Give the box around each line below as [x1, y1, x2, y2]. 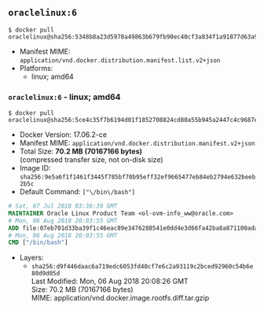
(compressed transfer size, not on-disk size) [19, 155, 163, 164]
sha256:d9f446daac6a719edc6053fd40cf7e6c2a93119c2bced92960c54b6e [31, 263, 254, 271]
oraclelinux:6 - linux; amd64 [8, 91, 121, 102]
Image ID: [19, 164, 51, 173]
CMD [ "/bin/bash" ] [8, 238, 68, 247]
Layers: [19, 253, 44, 263]
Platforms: [19, 63, 53, 72]
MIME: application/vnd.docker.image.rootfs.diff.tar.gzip [31, 293, 210, 303]
